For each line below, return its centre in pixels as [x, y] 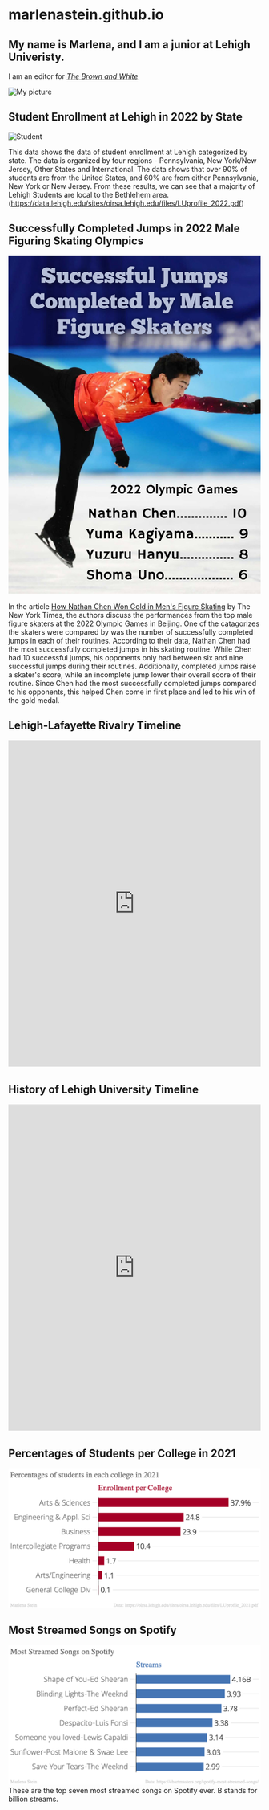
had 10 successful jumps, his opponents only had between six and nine [126, 657]
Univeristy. [36, 57]
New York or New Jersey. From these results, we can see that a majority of [132, 186]
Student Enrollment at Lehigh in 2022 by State [125, 117]
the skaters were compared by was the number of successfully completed [131, 631]
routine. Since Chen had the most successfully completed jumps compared [132, 683]
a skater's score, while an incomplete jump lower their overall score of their [132, 674]
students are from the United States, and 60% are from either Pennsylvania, [133, 178]
